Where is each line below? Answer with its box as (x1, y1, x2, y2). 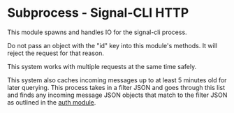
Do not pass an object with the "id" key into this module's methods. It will (7, 41, 218, 50)
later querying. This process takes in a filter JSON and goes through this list (7, 83, 226, 91)
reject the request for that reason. (7, 49, 105, 57)
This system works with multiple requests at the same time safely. (7, 62, 197, 70)
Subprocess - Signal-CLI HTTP (7, 5, 189, 21)
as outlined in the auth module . (7, 98, 96, 106)
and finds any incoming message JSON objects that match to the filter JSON (7, 91, 228, 99)
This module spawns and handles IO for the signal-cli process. (7, 28, 187, 36)
